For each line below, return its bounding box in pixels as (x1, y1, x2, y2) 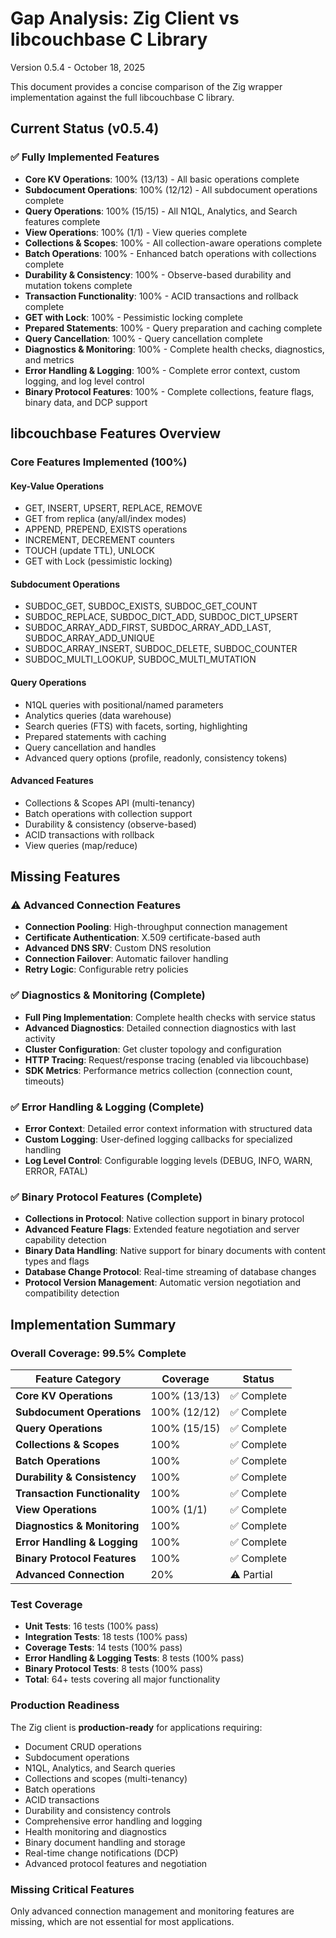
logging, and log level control (24, 375, 145, 387)
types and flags (24, 1255, 90, 1267)
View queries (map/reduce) (24, 839, 138, 851)
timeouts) (24, 1075, 65, 1087)
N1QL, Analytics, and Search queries (24, 1762, 176, 1774)
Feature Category (35, 1372, 122, 1386)
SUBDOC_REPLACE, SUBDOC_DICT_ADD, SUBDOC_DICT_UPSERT (24, 611, 299, 623)
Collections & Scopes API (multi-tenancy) (24, 797, 196, 809)
